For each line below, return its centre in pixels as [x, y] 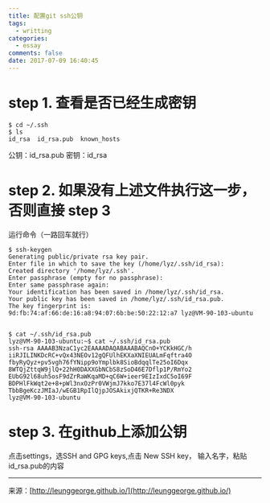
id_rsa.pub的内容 [36, 466]
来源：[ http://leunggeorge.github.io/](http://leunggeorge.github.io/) [120, 490]
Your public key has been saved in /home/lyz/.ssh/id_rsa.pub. [117, 299]
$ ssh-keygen [30, 249]
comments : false [35, 53]
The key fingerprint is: [50, 306]
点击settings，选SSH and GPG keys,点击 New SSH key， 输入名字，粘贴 [128, 456]
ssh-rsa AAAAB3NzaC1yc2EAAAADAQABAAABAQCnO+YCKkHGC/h [100, 348]
